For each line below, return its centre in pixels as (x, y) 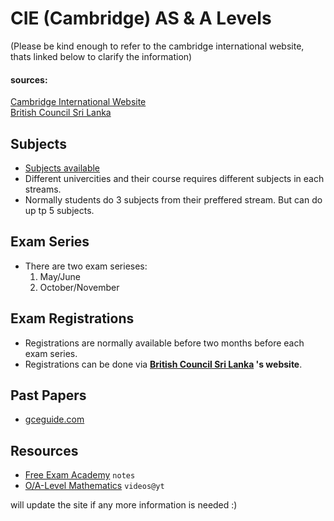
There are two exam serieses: (86, 266)
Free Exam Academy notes (80, 475)
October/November (79, 287)
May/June (60, 276)
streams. (43, 189)
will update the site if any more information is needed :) (124, 505)
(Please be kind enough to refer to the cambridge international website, (157, 46)
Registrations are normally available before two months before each (164, 343)
